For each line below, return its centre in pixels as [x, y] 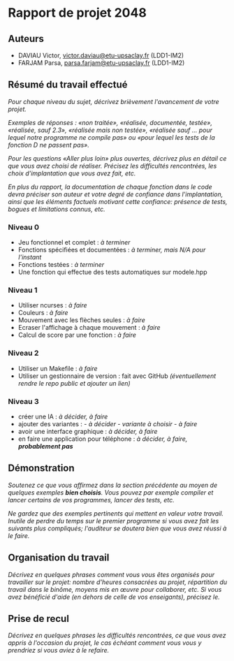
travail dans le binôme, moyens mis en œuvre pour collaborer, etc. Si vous [115, 589]
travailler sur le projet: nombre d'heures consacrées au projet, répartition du [118, 582]
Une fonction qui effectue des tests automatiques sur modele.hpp [112, 272]
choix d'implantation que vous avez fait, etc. [72, 173]
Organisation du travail [59, 558]
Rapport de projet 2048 [78, 13]
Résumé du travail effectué [68, 85]
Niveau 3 [23, 401]
